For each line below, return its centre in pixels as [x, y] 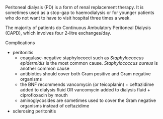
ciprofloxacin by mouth [44, 95]
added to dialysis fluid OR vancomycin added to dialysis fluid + [85, 90]
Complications [20, 43]
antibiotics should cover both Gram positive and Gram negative [85, 74]
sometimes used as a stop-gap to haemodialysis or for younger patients [80, 13]
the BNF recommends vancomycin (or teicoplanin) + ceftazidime [87, 84]
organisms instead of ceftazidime [55, 106]
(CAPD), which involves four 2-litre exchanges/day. [58, 33]
